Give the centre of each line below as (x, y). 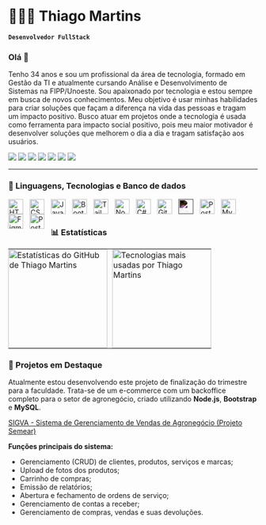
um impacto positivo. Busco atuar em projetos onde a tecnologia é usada (127, 116)
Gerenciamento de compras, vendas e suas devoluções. (111, 512)
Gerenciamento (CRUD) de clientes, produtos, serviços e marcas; (126, 462)
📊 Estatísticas (79, 233)
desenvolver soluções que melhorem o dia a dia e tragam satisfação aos (126, 133)
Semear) (22, 432)
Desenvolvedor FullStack (49, 37)
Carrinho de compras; (55, 479)
